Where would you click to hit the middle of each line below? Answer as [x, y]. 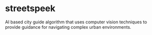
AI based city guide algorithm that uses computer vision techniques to [76, 22]
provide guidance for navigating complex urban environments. [68, 27]
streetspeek [30, 9]
